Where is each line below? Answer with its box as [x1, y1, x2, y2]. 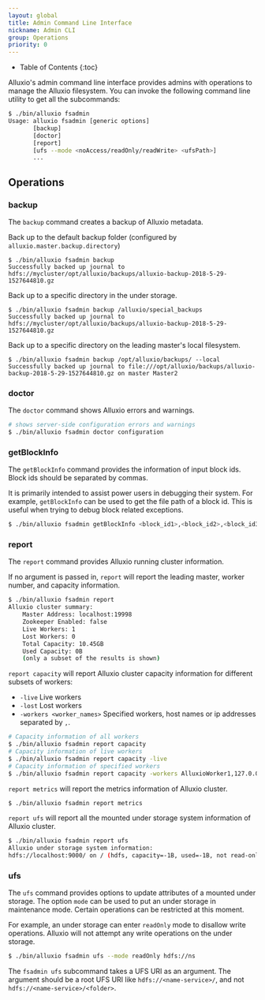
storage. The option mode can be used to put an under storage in [8, 897, 217, 906]
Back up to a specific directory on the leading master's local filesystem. [8, 340, 241, 349]
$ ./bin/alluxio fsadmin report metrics [8, 799, 144, 807]
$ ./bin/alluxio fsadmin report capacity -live [8, 755, 168, 763]
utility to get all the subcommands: [8, 95, 121, 104]
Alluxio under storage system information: [8, 845, 154, 853]
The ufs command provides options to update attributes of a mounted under [8, 888, 256, 897]
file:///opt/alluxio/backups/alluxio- [128, 362, 256, 371]
